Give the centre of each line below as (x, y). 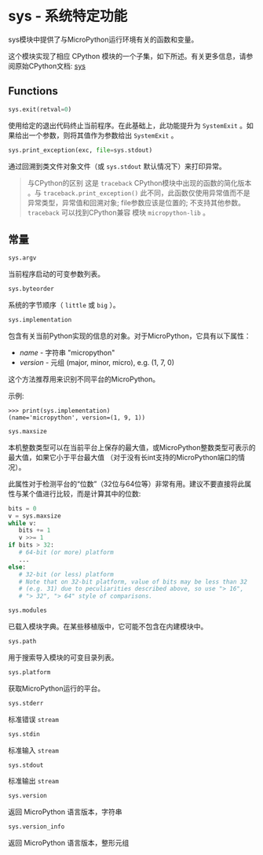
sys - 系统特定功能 (68, 16)
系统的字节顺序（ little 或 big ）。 (64, 305)
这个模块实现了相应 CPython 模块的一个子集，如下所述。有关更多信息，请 (127, 56)
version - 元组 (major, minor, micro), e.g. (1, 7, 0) (97, 362)
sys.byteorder (31, 289)
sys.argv (22, 258)
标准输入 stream (33, 750)
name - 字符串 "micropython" (67, 352)
